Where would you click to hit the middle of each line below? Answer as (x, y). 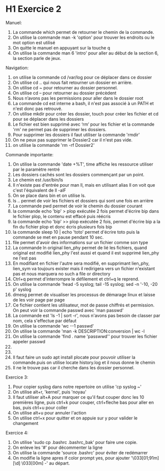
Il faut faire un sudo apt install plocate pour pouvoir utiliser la (74, 357)
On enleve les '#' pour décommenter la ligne (57, 447)
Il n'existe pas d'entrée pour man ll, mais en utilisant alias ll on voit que (84, 185)
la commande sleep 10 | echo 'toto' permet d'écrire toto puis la (76, 232)
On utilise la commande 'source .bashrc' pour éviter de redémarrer (80, 452)
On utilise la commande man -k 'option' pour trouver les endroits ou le (83, 37)
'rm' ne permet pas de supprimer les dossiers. (60, 129)
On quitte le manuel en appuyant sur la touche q (61, 48)
